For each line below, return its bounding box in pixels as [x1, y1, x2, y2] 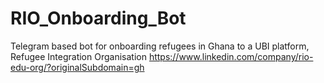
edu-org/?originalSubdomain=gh [10, 61, 145, 73]
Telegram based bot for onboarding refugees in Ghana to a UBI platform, [10, 40, 310, 52]
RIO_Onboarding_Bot [10, 7, 187, 30]
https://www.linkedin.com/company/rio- [148, 50, 314, 62]
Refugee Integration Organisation [10, 50, 147, 62]
